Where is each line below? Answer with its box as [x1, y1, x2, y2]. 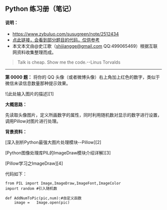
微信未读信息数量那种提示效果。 [5, 80, 71, 86]
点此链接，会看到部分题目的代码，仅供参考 [12, 37, 100, 43]
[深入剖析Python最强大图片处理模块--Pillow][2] [5, 139, 102, 145]
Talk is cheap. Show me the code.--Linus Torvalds [17, 59, 121, 65]
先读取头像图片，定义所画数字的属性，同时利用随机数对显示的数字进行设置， [5, 112, 162, 118]
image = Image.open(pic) [14, 200, 70, 205]
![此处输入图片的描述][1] [5, 91, 54, 97]
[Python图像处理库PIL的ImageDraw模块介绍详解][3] [5, 149, 111, 155]
